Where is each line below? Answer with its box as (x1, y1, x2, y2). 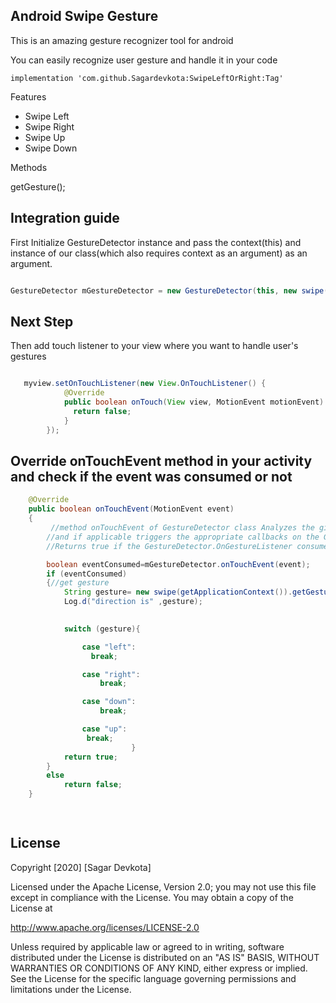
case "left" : (81, 642, 137, 652)
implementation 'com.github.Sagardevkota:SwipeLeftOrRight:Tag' (10, 73, 284, 83)
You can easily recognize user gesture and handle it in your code (10, 54, 278, 66)
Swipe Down (24, 142, 78, 154)
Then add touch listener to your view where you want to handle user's (10, 340, 299, 352)
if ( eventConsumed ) (46, 569, 128, 579)
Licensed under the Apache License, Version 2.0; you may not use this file (10, 880, 317, 893)
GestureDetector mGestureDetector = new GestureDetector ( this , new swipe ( (10, 285, 329, 296)
